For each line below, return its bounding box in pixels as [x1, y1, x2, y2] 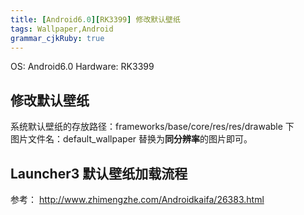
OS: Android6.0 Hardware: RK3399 [10, 61, 155, 73]
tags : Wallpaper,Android [10, 24, 114, 34]
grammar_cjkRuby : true [10, 33, 105, 43]
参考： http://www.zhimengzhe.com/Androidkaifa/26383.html [10, 194, 265, 205]
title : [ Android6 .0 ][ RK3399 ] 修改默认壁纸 [10, 14, 181, 25]
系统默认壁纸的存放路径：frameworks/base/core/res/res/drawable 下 [10, 121, 295, 133]
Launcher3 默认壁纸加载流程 [10, 165, 188, 182]
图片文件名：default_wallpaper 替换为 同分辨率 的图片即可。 [10, 133, 253, 145]
